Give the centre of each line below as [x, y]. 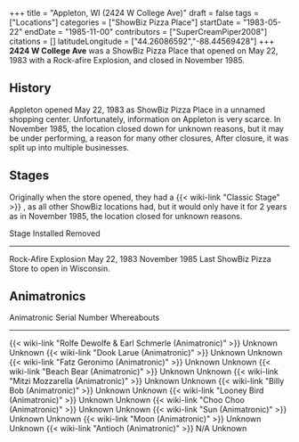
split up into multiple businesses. [69, 147]
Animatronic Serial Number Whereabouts [85, 318]
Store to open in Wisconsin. [60, 268]
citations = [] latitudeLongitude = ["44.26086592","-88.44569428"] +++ [142, 41]
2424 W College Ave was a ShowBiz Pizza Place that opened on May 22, [144, 51]
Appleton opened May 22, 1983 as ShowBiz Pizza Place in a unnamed [137, 110]
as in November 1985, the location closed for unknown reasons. [126, 216]
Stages [29, 176]
